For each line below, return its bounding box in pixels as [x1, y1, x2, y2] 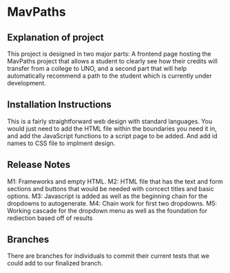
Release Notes [7, 159, 71, 171]
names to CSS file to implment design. [7, 139, 116, 147]
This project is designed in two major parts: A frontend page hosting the [7, 50, 211, 58]
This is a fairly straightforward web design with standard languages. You [7, 117, 212, 125]
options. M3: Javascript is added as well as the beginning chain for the [7, 192, 208, 200]
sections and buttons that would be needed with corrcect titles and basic [7, 184, 215, 193]
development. [7, 79, 46, 87]
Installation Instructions [7, 99, 112, 111]
